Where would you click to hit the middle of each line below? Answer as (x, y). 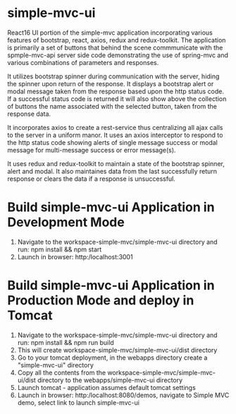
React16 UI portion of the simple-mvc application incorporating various (110, 32)
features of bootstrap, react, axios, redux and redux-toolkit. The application (117, 40)
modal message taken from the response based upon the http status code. (116, 91)
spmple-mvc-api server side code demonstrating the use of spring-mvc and (118, 55)
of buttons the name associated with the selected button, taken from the (112, 106)
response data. (29, 114)
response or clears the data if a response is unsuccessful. (92, 179)
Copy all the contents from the (62, 372)
